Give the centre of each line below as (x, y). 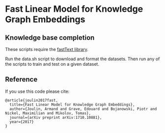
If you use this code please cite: (37, 91)
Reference (21, 80)
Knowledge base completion (50, 38)
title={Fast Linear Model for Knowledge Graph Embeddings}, (72, 105)
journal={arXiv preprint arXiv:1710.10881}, (56, 117)
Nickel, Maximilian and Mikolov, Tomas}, (48, 113)
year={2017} (22, 122)
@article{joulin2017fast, (31, 100)
